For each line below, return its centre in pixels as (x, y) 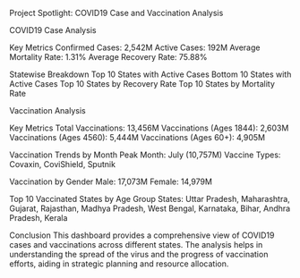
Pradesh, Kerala (39, 218)
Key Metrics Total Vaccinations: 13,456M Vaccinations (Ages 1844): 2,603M (149, 128)
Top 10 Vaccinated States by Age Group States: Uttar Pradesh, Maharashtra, (150, 199)
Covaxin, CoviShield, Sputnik (63, 164)
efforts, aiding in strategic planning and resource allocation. (119, 264)
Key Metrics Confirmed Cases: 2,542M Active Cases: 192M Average (135, 47)
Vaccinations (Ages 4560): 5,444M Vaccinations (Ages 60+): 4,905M (137, 137)
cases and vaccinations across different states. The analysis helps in (136, 244)
